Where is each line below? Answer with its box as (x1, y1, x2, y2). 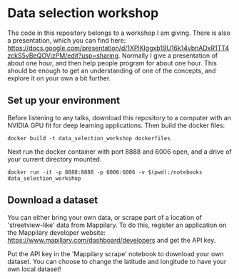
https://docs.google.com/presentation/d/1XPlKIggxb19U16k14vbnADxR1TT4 (7, 43, 230, 52)
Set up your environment (7, 95, 120, 107)
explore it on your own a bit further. (7, 73, 111, 83)
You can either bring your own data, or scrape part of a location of (7, 213, 203, 221)
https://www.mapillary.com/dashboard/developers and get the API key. (7, 236, 216, 244)
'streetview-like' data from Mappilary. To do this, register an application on (7, 221, 227, 229)
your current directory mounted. (7, 154, 102, 163)
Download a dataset (7, 194, 98, 206)
